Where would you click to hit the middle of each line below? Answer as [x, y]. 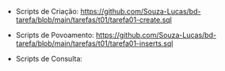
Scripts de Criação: [47, 11]
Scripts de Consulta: [49, 59]
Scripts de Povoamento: [55, 35]
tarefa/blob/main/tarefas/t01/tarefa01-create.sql [93, 20]
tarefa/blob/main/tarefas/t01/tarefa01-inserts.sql [94, 43]
